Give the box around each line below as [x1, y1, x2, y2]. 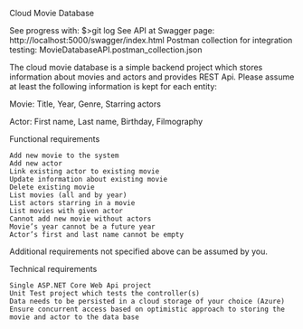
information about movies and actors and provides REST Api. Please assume [9, 71, 295, 82]
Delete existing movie [9, 183, 95, 192]
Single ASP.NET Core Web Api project [9, 281, 152, 290]
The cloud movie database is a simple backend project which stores [9, 62, 263, 72]
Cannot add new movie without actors [9, 214, 152, 223]
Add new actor [9, 159, 63, 168]
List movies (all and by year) [9, 191, 128, 200]
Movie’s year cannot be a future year [9, 222, 156, 231]
